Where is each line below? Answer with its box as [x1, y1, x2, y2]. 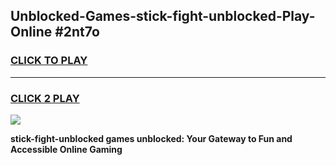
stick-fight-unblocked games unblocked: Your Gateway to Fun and [10, 132, 293, 144]
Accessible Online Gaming [10, 143, 123, 155]
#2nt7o [54, 24, 100, 41]
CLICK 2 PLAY [10, 91, 80, 105]
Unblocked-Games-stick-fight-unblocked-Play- [10, 8, 316, 25]
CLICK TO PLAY [10, 54, 88, 68]
